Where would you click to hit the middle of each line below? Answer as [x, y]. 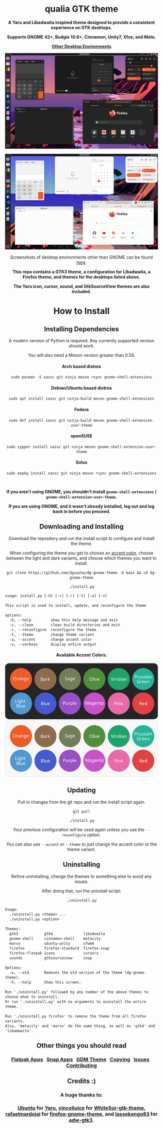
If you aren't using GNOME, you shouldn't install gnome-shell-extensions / [81, 492]
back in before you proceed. [81, 511]
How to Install [81, 311]
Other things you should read [81, 1045]
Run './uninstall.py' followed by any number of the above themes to [77, 992]
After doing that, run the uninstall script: [81, 891]
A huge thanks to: [81, 1095]
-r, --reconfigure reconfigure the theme [53, 630]
